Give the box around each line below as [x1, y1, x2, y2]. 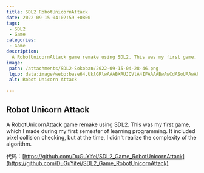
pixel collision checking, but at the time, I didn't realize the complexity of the [6, 134, 197, 141]
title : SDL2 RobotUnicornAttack [6, 8, 88, 15]
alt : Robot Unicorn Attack [8, 76, 78, 83]
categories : [6, 37, 36, 43]
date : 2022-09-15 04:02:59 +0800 [6, 15, 91, 21]
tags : [6, 20, 20, 26]
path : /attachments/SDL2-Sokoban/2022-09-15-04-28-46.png [8, 65, 159, 72]
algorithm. [6, 140, 32, 148]
